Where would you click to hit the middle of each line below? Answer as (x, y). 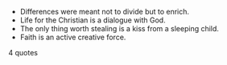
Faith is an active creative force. (73, 37)
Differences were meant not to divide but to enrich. (105, 12)
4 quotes (23, 53)
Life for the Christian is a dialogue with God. (93, 20)
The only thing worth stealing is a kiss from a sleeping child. (120, 28)
